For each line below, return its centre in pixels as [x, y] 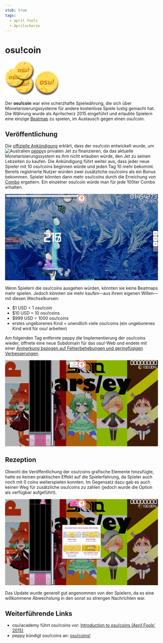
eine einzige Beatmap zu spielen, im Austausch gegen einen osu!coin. [75, 119]
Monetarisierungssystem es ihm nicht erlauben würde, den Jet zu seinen [78, 156]
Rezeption [21, 460]
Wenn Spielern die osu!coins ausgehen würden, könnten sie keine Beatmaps [81, 288]
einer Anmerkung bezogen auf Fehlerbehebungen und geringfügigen [74, 348]
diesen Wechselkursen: [36, 298]
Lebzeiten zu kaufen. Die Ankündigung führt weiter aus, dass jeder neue [77, 161]
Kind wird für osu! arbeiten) [40, 328]
